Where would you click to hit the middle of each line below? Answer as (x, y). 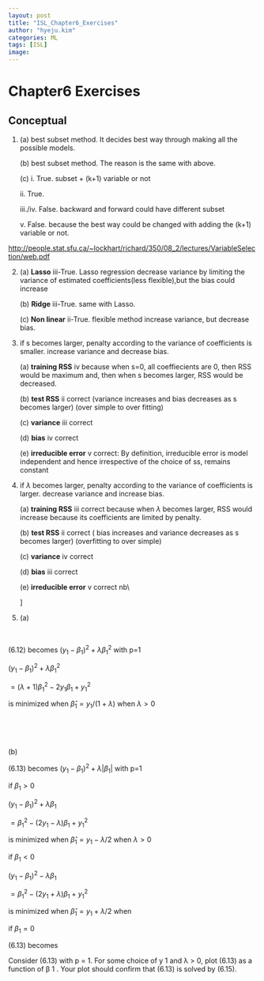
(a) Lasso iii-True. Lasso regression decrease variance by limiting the (132, 272)
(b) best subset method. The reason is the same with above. (117, 163)
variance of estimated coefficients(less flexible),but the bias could (127, 280)
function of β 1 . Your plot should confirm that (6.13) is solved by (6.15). (123, 969)
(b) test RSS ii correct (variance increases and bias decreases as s (128, 399)
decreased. (38, 383)
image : (19, 52)
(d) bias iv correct (49, 438)
